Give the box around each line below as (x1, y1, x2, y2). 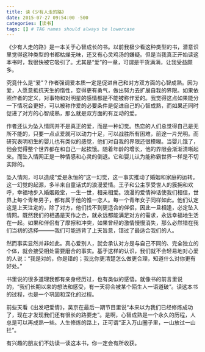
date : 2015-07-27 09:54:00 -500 (6, 15, 88, 21)
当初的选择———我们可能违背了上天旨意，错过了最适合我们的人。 (11, 227, 178, 234)
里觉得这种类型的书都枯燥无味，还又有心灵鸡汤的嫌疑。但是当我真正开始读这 (6, 51, 199, 58)
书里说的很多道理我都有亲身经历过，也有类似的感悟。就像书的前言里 (6, 275, 178, 283)
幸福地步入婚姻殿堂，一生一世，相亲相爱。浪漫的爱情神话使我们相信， (16, 189, 193, 196)
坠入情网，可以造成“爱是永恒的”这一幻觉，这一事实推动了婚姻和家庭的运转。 (6, 174, 198, 181)
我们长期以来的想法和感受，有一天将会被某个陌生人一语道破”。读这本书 (19, 283, 198, 290)
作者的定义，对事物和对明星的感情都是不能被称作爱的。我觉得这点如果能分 (11, 94, 199, 102)
